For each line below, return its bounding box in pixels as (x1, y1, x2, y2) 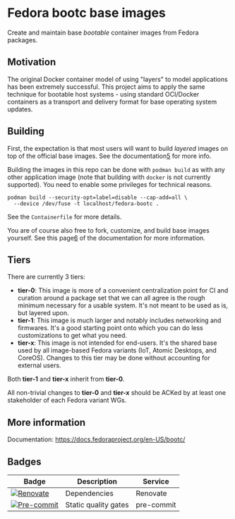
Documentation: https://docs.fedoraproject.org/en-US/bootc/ (7, 435, 186, 444)
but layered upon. (17, 309, 69, 317)
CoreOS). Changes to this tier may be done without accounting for (17, 354, 210, 362)
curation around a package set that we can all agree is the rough (17, 294, 206, 303)
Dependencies (65, 489, 114, 498)
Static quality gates (65, 500, 129, 509)
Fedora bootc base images (7, 5, 166, 21)
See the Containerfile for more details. (7, 212, 122, 221)
